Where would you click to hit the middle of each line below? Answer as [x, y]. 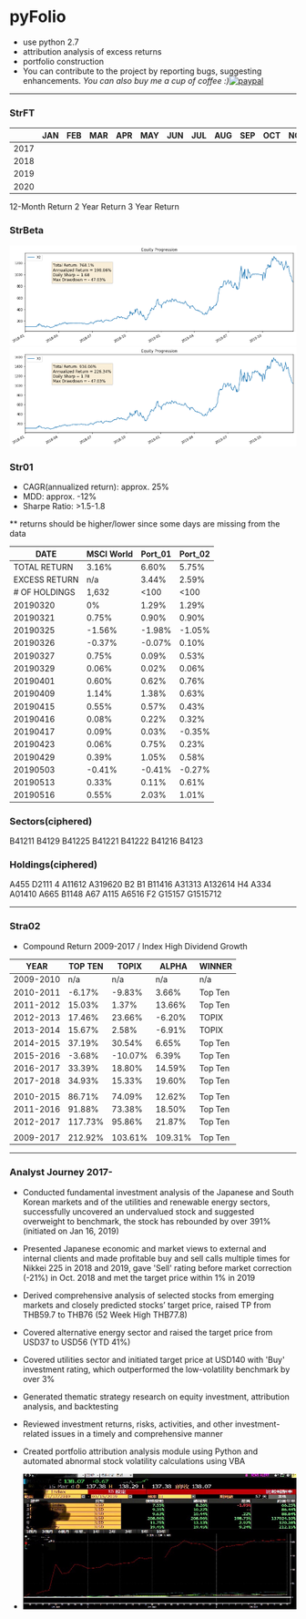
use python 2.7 [51, 42]
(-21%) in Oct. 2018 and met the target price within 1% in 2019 [139, 1277]
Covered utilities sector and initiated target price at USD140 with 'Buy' [153, 1359]
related [36, 1433]
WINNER [215, 967]
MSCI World [110, 554]
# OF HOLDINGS [44, 592]
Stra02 [25, 927]
